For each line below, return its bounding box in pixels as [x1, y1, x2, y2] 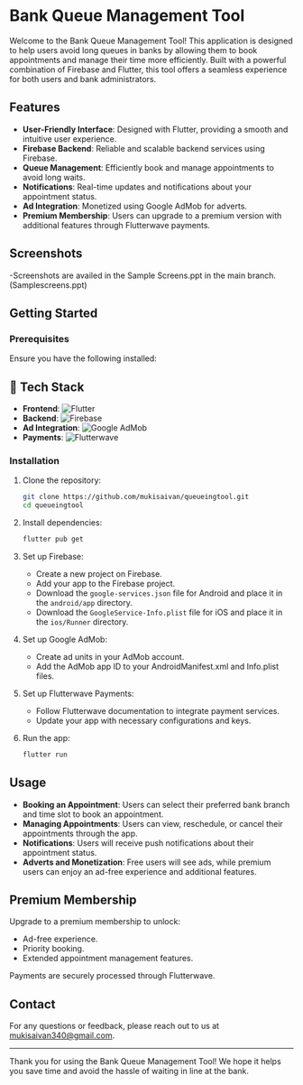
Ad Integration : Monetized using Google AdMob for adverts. [22, 200, 248, 211]
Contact [9, 997, 56, 1012]
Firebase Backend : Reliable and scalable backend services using [22, 143, 265, 153]
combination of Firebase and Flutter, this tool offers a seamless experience [9, 64, 288, 75]
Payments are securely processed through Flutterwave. [9, 970, 216, 981]
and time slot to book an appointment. [22, 809, 164, 820]
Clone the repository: [22, 475, 102, 486]
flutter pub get [22, 534, 84, 544]
